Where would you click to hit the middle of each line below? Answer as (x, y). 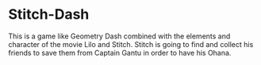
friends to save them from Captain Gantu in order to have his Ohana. (120, 52)
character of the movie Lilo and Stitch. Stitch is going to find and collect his (131, 44)
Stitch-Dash (49, 14)
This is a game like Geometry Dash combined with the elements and (119, 36)
